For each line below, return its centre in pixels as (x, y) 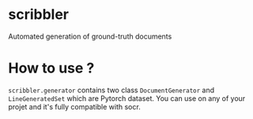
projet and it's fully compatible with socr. (74, 106)
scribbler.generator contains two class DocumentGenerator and (111, 90)
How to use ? (51, 68)
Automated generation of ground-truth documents (90, 36)
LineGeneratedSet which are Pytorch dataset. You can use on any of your (127, 98)
